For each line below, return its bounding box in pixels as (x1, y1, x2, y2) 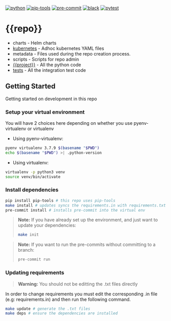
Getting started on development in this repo (5, 96, 97, 102)
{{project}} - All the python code (12, 62, 81, 68)
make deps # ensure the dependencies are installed (5, 311, 118, 316)
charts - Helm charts (12, 40, 57, 46)
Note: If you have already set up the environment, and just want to (17, 217, 158, 223)
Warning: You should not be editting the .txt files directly (17, 280, 138, 287)
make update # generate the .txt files (5, 306, 91, 311)
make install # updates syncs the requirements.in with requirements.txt (5, 203, 166, 208)
